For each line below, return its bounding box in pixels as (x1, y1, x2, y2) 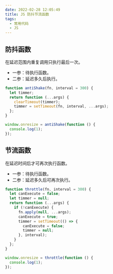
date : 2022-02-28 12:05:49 (5, 7, 60, 12)
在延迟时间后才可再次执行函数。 (5, 160, 70, 166)
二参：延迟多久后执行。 (12, 76, 60, 81)
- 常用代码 (9, 21, 29, 26)
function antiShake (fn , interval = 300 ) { (5, 85, 93, 90)
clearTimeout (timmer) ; (14, 99, 60, 104)
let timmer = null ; (9, 196, 50, 201)
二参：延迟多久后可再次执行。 (12, 177, 73, 183)
